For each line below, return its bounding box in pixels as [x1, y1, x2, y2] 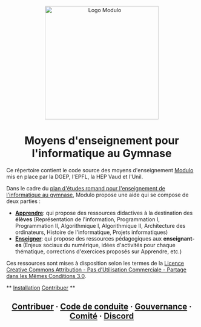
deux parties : [6, 197, 41, 205]
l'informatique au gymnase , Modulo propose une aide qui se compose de [6, 191, 189, 198]
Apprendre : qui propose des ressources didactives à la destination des [15, 209, 193, 216]
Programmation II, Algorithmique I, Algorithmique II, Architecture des [15, 222, 186, 229]
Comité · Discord [69, 311, 134, 322]
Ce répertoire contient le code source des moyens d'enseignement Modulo [6, 166, 194, 173]
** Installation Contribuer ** [6, 284, 76, 291]
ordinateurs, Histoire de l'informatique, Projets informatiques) [15, 228, 168, 236]
